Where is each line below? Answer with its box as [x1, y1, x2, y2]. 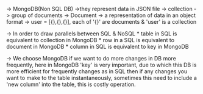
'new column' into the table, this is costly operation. [6, 81, 136, 88]
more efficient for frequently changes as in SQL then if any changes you [6, 68, 188, 75]
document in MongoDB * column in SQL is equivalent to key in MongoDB [6, 43, 189, 50]
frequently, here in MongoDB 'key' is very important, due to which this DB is [6, 61, 197, 68]
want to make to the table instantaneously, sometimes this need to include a [6, 74, 197, 81]
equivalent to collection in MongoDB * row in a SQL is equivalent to [6, 37, 175, 43]
